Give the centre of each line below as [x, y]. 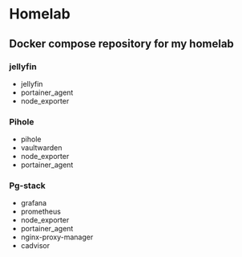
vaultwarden [41, 148]
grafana [34, 203]
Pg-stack [28, 186]
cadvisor [35, 246]
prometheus [40, 212]
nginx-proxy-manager [57, 237]
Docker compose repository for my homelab [122, 44]
